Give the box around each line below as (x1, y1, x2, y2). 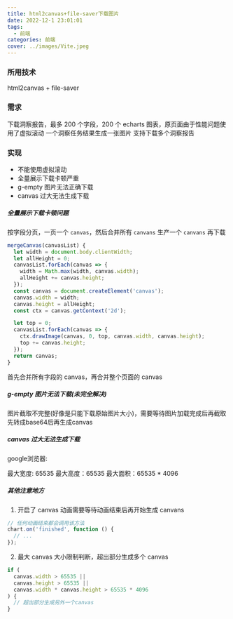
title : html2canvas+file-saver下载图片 (7, 10, 120, 18)
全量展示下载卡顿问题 (7, 208, 69, 218)
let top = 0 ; (13, 320, 52, 327)
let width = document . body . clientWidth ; (13, 248, 133, 255)
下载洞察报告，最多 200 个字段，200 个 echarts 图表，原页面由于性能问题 (7, 120, 220, 128)
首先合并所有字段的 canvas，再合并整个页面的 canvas (7, 373, 163, 381)
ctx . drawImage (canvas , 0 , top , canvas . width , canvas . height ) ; (20, 333, 205, 340)
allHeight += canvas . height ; (20, 274, 105, 281)
